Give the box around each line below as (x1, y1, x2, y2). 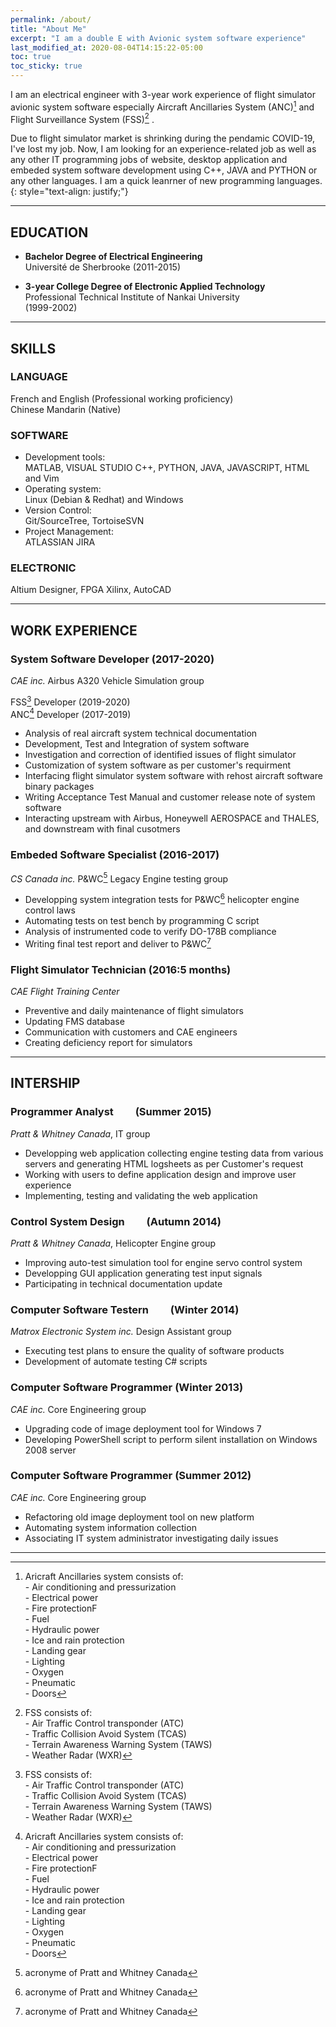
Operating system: (24, 483, 102, 495)
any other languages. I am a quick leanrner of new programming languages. (10, 175, 323, 187)
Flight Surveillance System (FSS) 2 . (10, 111, 155, 125)
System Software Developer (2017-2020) (10, 652, 215, 666)
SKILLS (10, 340, 57, 357)
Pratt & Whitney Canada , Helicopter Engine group (10, 1237, 217, 1249)
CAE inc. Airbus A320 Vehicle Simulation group (10, 675, 205, 687)
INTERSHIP (10, 1075, 81, 1092)
